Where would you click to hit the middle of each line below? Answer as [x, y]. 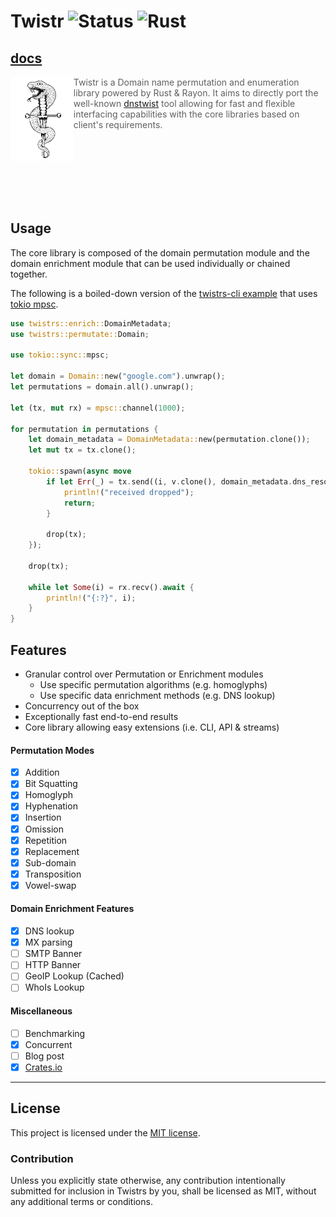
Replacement [52, 851]
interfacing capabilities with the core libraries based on [186, 114]
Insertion [43, 817]
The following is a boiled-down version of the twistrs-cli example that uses [164, 293]
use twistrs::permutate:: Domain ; [80, 334]
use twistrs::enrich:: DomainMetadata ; [91, 323]
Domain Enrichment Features [72, 909]
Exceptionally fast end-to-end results [101, 716]
